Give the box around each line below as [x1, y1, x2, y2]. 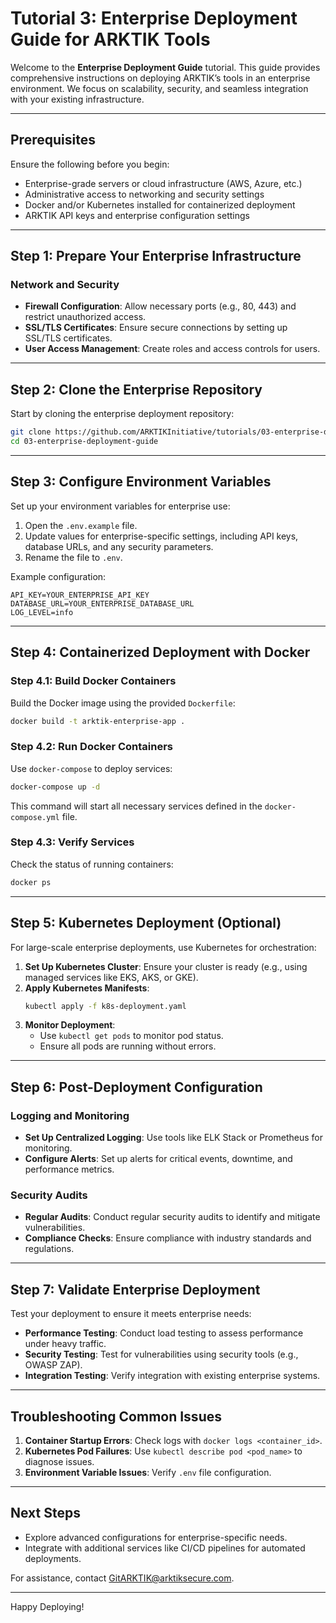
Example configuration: [10, 570, 107, 582]
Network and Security [10, 278, 120, 292]
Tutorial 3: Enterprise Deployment [10, 7, 298, 30]
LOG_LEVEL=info [10, 607, 74, 617]
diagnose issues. [24, 1456, 95, 1468]
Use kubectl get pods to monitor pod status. [39, 1030, 224, 1042]
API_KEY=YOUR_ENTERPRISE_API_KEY [10, 590, 150, 600]
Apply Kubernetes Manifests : [24, 982, 150, 994]
